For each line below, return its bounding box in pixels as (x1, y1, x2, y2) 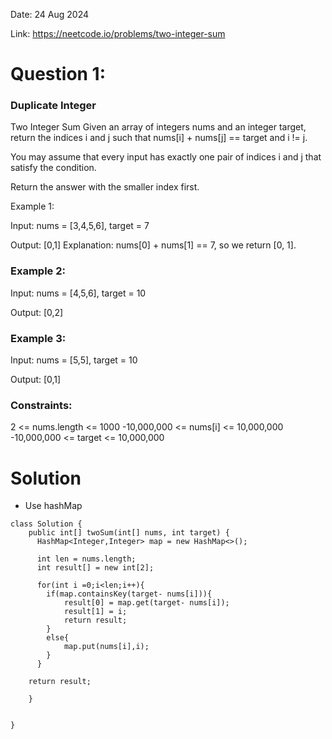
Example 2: (10, 264, 66, 278)
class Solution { (10, 519, 83, 529)
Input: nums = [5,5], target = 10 (10, 354, 138, 366)
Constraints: (10, 399, 73, 412)
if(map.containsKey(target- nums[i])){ (46, 589, 213, 599)
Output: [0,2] (10, 306, 64, 318)
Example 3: (10, 331, 67, 345)
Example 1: (10, 200, 55, 213)
